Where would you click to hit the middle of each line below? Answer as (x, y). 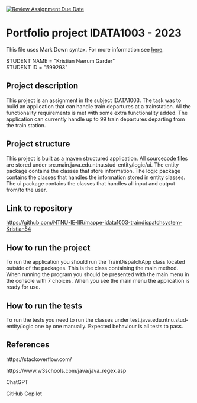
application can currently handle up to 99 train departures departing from (96, 119)
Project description (42, 86)
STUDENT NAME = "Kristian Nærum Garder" (61, 61)
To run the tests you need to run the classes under (67, 320)
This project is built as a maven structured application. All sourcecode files (97, 158)
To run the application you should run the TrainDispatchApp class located (96, 262)
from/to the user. (27, 190)
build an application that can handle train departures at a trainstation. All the (98, 106)
